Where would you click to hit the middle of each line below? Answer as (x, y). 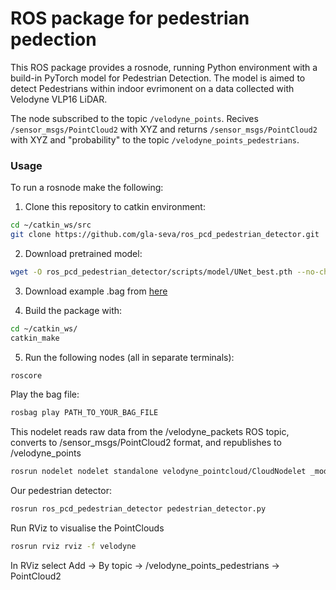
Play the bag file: (45, 394)
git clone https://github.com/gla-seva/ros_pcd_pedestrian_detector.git (165, 235)
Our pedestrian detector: (61, 491)
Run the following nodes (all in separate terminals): (129, 357)
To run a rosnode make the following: (87, 188)
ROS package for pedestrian (130, 18)
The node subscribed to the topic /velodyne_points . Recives (134, 118)
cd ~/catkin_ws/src (51, 225)
